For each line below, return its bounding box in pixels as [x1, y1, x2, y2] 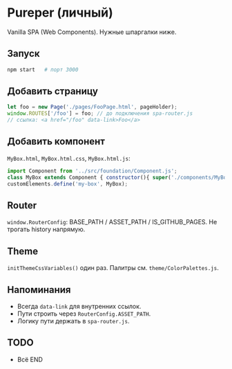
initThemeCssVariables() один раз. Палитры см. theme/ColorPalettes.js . [7, 264, 219, 272]
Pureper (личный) [7, 5, 114, 21]
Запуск [7, 48, 40, 60]
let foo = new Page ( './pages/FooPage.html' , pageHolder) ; [7, 104, 177, 111]
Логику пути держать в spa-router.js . [17, 316, 130, 325]
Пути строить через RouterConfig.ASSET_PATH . [17, 309, 151, 318]
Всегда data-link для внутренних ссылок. [17, 302, 142, 310]
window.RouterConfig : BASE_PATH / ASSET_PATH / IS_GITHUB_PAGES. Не [7, 218, 217, 226]
